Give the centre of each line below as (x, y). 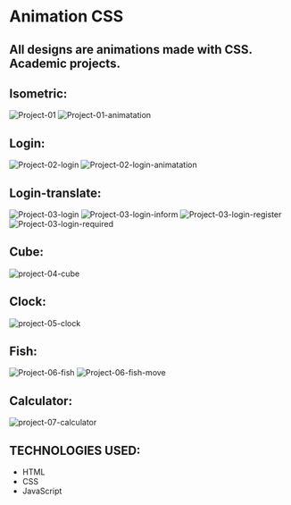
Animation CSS (67, 17)
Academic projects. (65, 63)
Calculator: (41, 401)
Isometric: (38, 93)
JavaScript (42, 491)
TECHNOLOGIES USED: (75, 450)
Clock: (28, 302)
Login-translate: (55, 193)
